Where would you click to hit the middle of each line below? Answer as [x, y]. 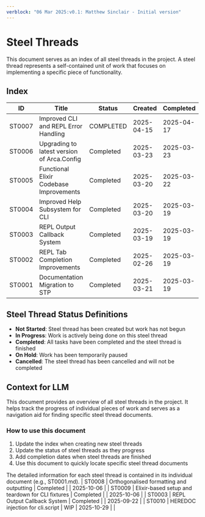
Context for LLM [38, 387]
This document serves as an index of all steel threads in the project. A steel [101, 59]
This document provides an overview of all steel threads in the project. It [97, 402]
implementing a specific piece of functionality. [64, 72]
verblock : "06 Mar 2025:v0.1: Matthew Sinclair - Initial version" [94, 12]
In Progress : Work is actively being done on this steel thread [91, 336]
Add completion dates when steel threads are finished [83, 457]
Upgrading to [58, 144]
